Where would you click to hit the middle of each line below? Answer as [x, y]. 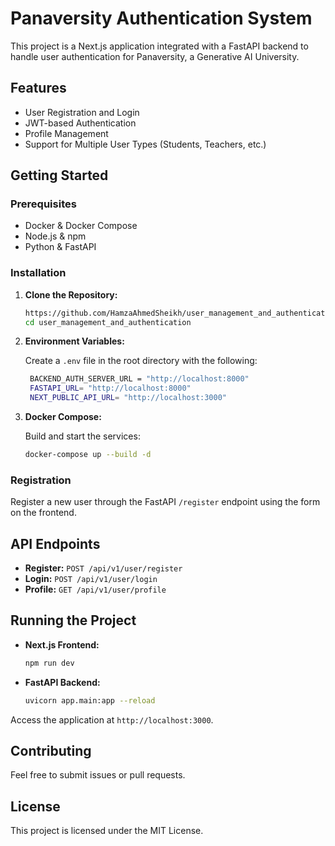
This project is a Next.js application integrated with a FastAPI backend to [159, 46]
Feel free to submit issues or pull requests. [98, 775]
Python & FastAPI [60, 247]
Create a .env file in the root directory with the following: [141, 361]
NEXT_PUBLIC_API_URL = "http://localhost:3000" [128, 398]
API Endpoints [55, 543]
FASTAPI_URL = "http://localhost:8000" [110, 388]
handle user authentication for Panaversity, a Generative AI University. [155, 56]
